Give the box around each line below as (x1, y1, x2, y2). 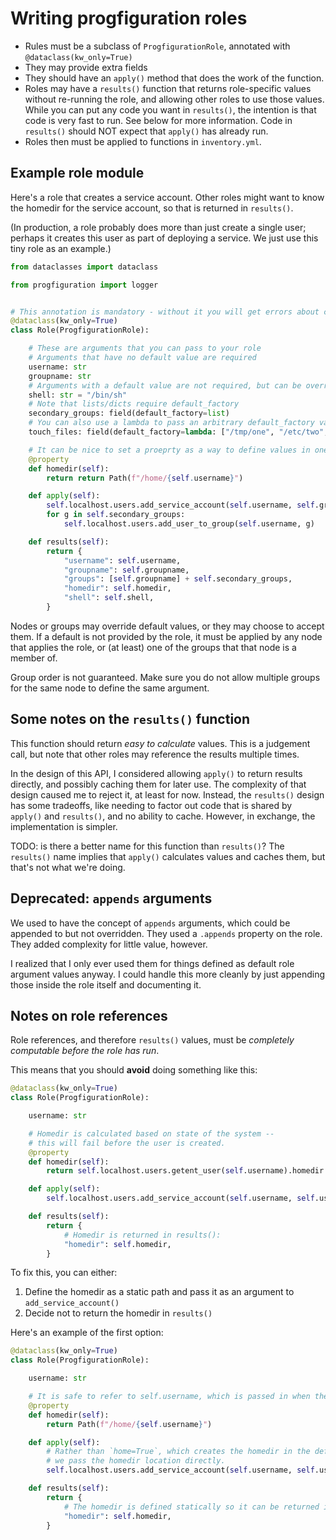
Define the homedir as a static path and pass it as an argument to (24, 1286, 295, 1298)
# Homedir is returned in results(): (63, 1230, 222, 1240)
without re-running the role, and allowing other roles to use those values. (24, 93, 325, 105)
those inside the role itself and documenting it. (10, 978, 202, 991)
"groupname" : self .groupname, (63, 565, 190, 575)
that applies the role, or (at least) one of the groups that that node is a (10, 641, 297, 653)
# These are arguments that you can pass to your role (28, 343, 262, 354)
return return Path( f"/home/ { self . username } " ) (46, 473, 244, 483)
